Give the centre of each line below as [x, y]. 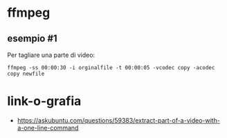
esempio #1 [32, 38]
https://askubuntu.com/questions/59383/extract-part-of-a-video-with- [118, 120]
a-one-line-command [48, 128]
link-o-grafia [44, 101]
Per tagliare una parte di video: [51, 55]
